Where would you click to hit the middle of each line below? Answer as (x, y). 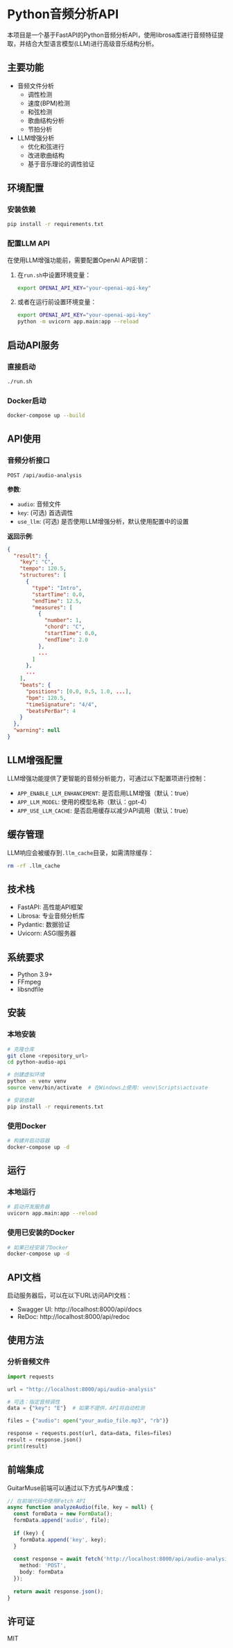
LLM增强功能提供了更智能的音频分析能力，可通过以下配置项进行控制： (107, 778)
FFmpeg (29, 982)
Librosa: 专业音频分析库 (51, 916)
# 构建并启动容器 (28, 1141)
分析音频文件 (29, 1362)
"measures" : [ (52, 607)
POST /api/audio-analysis (44, 475)
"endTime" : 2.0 (66, 640)
